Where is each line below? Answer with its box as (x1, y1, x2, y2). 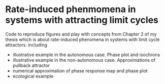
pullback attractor (12, 62, 50, 68)
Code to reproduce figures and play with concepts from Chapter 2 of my (5, 31, 157, 37)
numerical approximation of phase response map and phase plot (12, 67, 148, 74)
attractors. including (5, 41, 47, 48)
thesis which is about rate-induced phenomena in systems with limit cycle (5, 36, 160, 43)
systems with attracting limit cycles (5, 14, 159, 26)
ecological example (12, 73, 54, 79)
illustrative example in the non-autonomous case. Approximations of (12, 57, 156, 63)
